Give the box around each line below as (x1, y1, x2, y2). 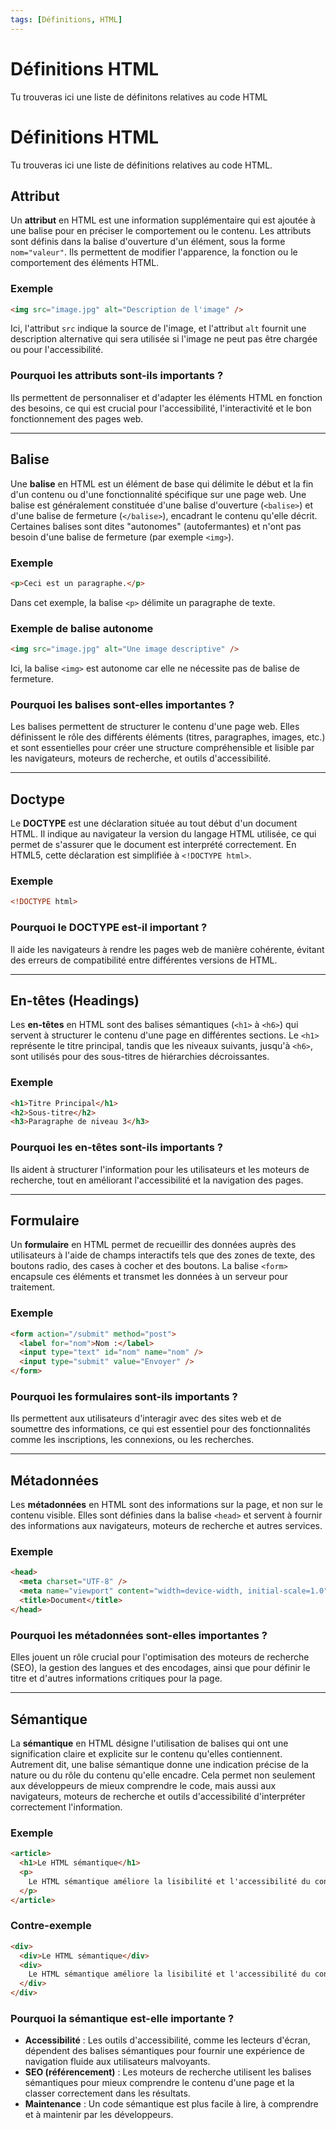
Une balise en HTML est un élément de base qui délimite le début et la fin (10, 477, 314, 490)
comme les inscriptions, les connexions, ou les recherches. (10, 1434, 255, 1446)
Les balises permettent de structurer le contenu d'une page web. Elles (10, 721, 300, 733)
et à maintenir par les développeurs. (24, 2109, 174, 2121)
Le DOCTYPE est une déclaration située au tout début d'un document (10, 817, 298, 830)
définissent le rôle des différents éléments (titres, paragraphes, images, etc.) (10, 731, 326, 743)
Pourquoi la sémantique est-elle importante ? (10, 2011, 235, 2025)
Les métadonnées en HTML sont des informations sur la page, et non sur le (10, 1499, 323, 1511)
